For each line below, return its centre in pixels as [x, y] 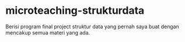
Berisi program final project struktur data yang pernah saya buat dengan [92, 26]
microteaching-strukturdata [75, 11]
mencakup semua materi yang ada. [48, 32]
